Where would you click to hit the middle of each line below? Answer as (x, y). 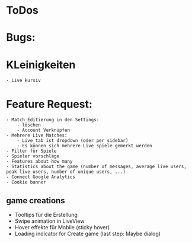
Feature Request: (49, 104)
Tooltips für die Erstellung (46, 215)
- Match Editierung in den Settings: (53, 120)
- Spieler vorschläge (33, 156)
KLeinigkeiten (41, 64)
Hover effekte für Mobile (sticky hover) (62, 228)
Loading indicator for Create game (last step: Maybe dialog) (88, 234)
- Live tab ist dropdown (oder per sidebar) (73, 141)
